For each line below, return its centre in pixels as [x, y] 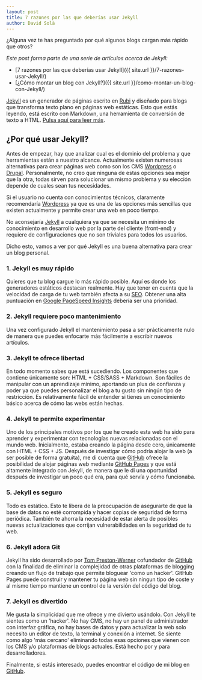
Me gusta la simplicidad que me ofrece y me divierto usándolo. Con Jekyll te [101, 615]
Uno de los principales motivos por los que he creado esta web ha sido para [101, 432]
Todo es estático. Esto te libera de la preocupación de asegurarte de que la [99, 506]
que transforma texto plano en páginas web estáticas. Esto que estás [92, 107]
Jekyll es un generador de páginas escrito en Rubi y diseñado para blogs [97, 101]
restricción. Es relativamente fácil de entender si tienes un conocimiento [96, 397]
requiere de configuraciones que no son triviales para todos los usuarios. [97, 235]
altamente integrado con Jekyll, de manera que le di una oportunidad [92, 471]
